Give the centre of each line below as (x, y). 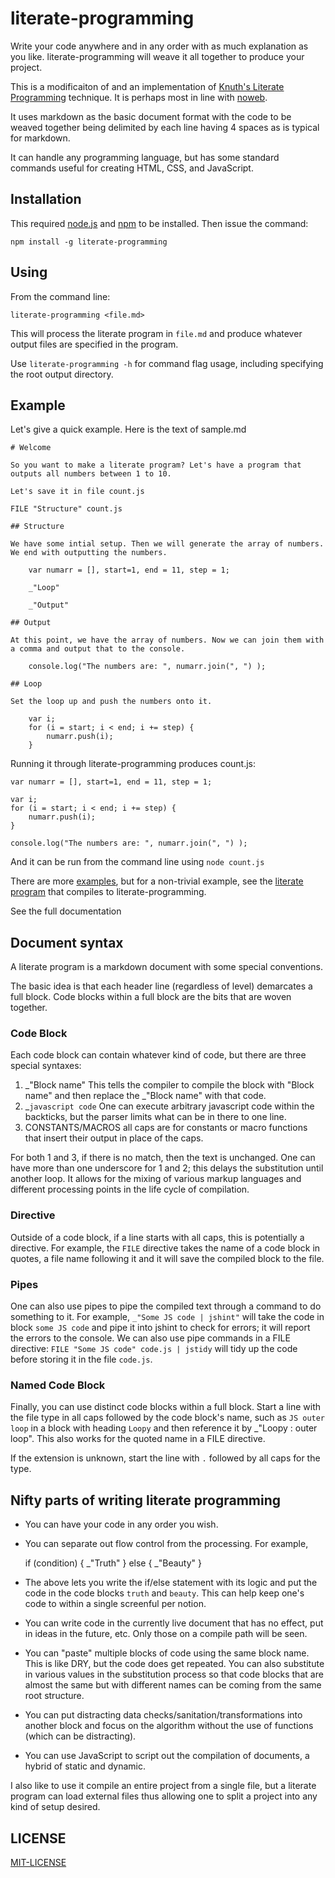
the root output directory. (62, 374)
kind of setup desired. (55, 1807)
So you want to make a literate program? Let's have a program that (156, 465)
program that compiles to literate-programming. (108, 892)
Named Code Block (58, 1385)
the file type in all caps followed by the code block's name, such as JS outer (168, 1418)
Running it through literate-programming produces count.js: (133, 764)
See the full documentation (66, 911)
